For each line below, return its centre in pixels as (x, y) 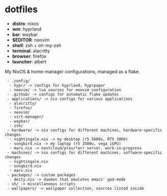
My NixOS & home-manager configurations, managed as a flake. (73, 71)
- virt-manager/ (26, 117)
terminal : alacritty (31, 51)
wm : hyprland (27, 29)
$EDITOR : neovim (31, 40)
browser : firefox (29, 56)
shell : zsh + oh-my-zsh (37, 45)
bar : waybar (25, 34)
